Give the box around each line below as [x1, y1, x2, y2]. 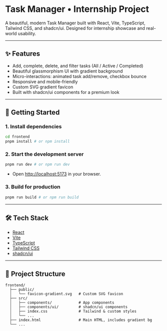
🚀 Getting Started [5, 108, 60, 117]
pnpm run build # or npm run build [5, 195, 79, 200]
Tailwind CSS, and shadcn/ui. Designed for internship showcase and [5, 25, 145, 31]
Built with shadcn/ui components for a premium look [12, 89, 120, 95]
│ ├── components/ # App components [9, 300, 114, 305]
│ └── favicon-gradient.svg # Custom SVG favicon [9, 292, 123, 297]
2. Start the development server [5, 151, 84, 158]
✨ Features [5, 50, 40, 58]
